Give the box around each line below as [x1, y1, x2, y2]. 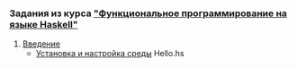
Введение [22, 38, 61, 49]
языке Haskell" [9, 18, 78, 30]
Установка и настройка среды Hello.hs [35, 48, 184, 59]
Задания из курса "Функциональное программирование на [9, 7, 288, 20]
